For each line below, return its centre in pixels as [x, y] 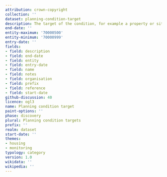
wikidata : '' [19, 162]
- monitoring [19, 148]
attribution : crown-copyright [37, 10]
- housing [15, 144]
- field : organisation [29, 79]
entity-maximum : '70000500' [34, 33]
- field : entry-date [27, 65]
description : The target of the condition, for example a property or [80, 24]
